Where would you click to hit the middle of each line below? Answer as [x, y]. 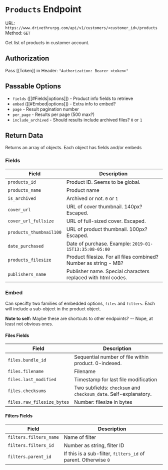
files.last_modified [32, 380]
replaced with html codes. [97, 277]
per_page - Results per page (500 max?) [53, 114]
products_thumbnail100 [34, 232]
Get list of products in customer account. [47, 42]
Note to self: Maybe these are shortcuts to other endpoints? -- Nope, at [79, 318]
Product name [83, 190]
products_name [24, 190]
